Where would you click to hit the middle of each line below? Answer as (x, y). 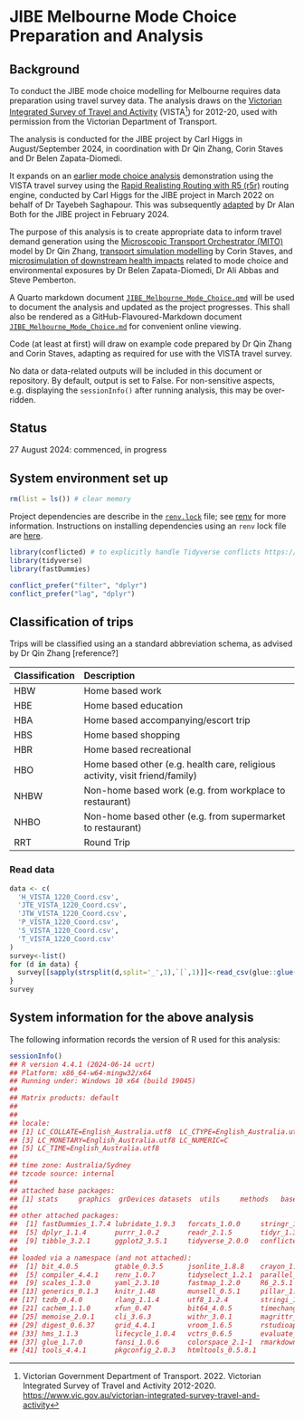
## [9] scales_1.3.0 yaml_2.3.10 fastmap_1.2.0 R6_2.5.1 (152, 1283)
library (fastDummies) (50, 569)
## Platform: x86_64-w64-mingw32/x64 (81, 1073)
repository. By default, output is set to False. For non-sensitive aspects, (142, 380)
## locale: (30, 1123)
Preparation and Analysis (106, 36)
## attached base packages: (62, 1190)
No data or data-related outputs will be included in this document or (136, 371)
